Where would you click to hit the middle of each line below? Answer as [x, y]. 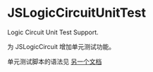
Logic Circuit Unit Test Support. [53, 32]
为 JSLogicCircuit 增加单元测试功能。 [61, 46]
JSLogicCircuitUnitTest [77, 13]
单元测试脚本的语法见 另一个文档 [55, 62]
